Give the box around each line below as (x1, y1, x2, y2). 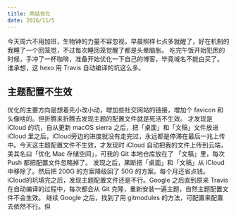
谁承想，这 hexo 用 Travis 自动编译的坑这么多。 (7, 63, 145, 72)
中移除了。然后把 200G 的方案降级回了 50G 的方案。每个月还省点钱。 (7, 167, 209, 176)
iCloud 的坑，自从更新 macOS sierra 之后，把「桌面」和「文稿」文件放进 (7, 124, 219, 132)
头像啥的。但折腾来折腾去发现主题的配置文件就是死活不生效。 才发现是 (7, 114, 213, 123)
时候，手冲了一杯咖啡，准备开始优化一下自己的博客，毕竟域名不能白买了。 (7, 54, 223, 63)
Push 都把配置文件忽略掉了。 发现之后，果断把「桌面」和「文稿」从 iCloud (7, 159, 225, 167)
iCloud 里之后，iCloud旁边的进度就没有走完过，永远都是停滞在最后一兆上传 (7, 132, 225, 140)
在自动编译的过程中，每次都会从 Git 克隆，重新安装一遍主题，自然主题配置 (7, 185, 223, 193)
